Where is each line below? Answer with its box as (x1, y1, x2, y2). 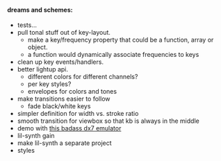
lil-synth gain (17, 132, 55, 140)
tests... (17, 21, 37, 29)
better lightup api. (17, 65, 68, 74)
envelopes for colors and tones (27, 87, 117, 96)
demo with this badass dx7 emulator (17, 124, 122, 133)
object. (27, 43, 48, 51)
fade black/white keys (27, 102, 91, 110)
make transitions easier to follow (17, 94, 110, 103)
